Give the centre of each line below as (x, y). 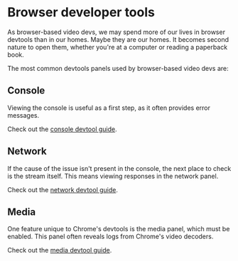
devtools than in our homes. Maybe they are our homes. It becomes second (118, 39)
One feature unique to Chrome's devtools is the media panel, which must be (119, 229)
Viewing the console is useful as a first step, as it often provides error (109, 108)
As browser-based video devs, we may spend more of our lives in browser (117, 32)
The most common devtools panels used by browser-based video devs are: (118, 68)
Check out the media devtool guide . (60, 250)
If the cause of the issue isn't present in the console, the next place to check (119, 168)
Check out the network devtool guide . (63, 189)
